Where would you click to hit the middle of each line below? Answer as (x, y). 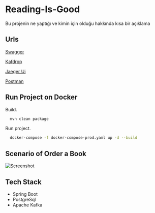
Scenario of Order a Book (46, 154)
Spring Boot (25, 194)
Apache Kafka (27, 205)
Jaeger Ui (15, 71)
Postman (14, 81)
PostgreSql (24, 199)
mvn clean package (29, 119)
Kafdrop (14, 62)
